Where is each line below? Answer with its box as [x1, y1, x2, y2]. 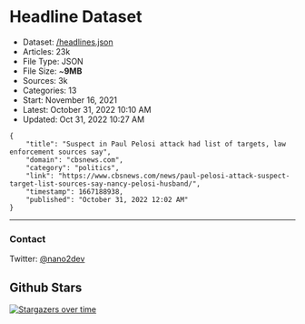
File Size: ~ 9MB [22, 66, 83, 76]
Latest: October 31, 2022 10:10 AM [22, 104, 152, 115]
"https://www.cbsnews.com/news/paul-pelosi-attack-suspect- [57, 171, 290, 180]
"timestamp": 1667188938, [25, 187, 124, 197]
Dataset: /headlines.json [22, 36, 113, 47]
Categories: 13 [22, 85, 77, 96]
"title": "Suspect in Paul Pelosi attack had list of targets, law [25, 139, 286, 148]
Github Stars [9, 279, 83, 295]
